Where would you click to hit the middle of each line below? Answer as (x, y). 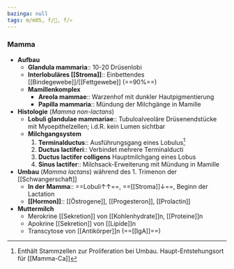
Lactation (41, 194)
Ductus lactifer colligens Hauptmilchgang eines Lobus (117, 157)
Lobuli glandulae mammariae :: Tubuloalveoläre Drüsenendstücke (122, 118)
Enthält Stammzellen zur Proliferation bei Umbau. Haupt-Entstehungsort (120, 251)
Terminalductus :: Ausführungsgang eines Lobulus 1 (112, 141)
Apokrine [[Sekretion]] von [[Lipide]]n (81, 224)
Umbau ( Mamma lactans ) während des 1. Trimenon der (97, 172)
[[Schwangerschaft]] (47, 179)
